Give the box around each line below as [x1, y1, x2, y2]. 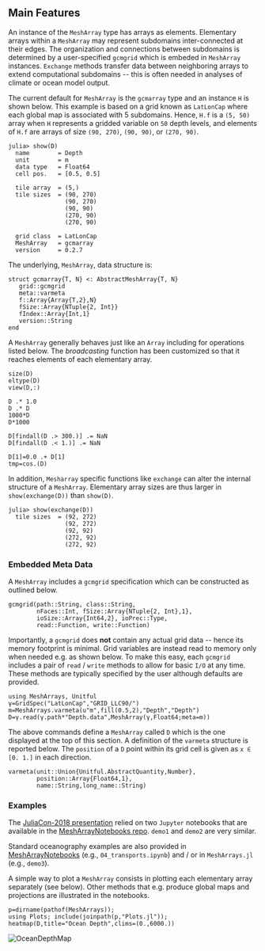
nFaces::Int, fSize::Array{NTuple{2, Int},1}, [36, 607, 193, 616]
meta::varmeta [18, 289, 66, 297]
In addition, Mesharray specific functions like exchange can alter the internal [8, 474, 252, 483]
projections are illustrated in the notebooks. [8, 891, 150, 900]
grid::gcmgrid [18, 282, 66, 290]
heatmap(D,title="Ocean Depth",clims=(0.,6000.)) [8, 920, 176, 928]
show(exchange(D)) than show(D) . [8, 490, 114, 500]
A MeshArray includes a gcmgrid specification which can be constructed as [8, 577, 249, 587]
